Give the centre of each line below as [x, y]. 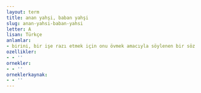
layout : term [23, 12]
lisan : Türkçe [24, 35]
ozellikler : [21, 52]
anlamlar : [19, 40]
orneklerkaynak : [27, 75]
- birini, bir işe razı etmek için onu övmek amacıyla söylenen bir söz [101, 46]
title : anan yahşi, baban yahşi [47, 18]
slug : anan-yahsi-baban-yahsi [45, 23]
